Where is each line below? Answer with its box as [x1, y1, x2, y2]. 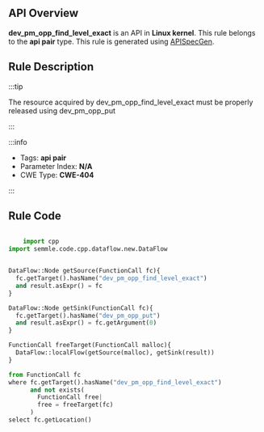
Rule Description [8, 60, 94, 74]
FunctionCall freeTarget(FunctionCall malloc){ [8, 341, 172, 349]
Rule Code [8, 210, 62, 223]
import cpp [23, 238, 60, 246]
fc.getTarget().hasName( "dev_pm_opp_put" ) [15, 311, 161, 320]
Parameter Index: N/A [19, 161, 93, 171]
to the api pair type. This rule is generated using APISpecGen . [8, 36, 215, 46]
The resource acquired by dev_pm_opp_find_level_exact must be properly [8, 97, 254, 107]
